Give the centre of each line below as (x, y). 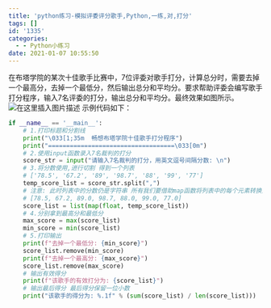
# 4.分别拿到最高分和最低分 (63, 213)
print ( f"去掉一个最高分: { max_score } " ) (85, 258)
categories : (28, 38)
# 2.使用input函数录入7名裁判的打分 (77, 153)
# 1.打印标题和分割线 (54, 130)
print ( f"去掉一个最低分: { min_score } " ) (85, 243)
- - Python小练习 (43, 46)
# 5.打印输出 (42, 236)
